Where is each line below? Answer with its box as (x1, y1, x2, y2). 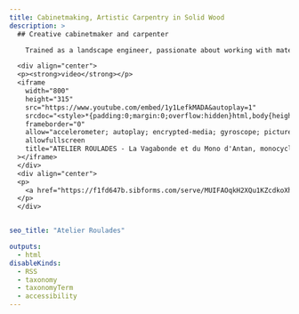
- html (17, 250, 42, 259)
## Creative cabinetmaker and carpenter (17, 29, 169, 38)
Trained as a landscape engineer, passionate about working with (25, 45, 273, 54)
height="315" (25, 94, 74, 103)
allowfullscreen (25, 136, 86, 145)
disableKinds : (9, 259, 62, 268)
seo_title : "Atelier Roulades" (9, 226, 125, 236)
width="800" (25, 86, 69, 95)
